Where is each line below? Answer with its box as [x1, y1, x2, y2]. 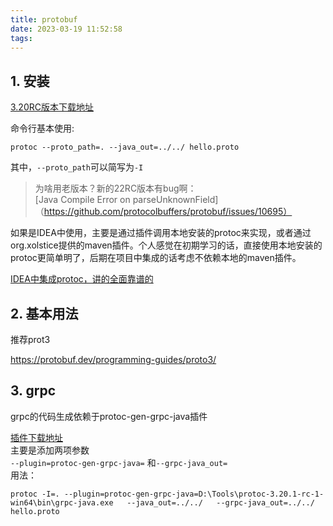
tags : [10, 33, 33, 43]
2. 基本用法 [10, 305, 79, 322]
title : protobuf [10, 14, 78, 25]
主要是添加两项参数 [10, 444, 90, 456]
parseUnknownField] [132, 194, 219, 206]
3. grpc [10, 382, 57, 400]
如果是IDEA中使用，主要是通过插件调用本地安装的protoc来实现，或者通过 [10, 227, 312, 239]
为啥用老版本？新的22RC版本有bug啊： [34, 182, 197, 195]
